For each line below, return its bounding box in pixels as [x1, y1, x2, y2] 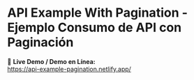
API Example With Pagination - [7, 5, 188, 21]
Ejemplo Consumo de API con [7, 19, 182, 35]
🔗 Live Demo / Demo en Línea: [7, 57, 96, 65]
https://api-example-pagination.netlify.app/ [7, 65, 131, 73]
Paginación [7, 35, 74, 50]
